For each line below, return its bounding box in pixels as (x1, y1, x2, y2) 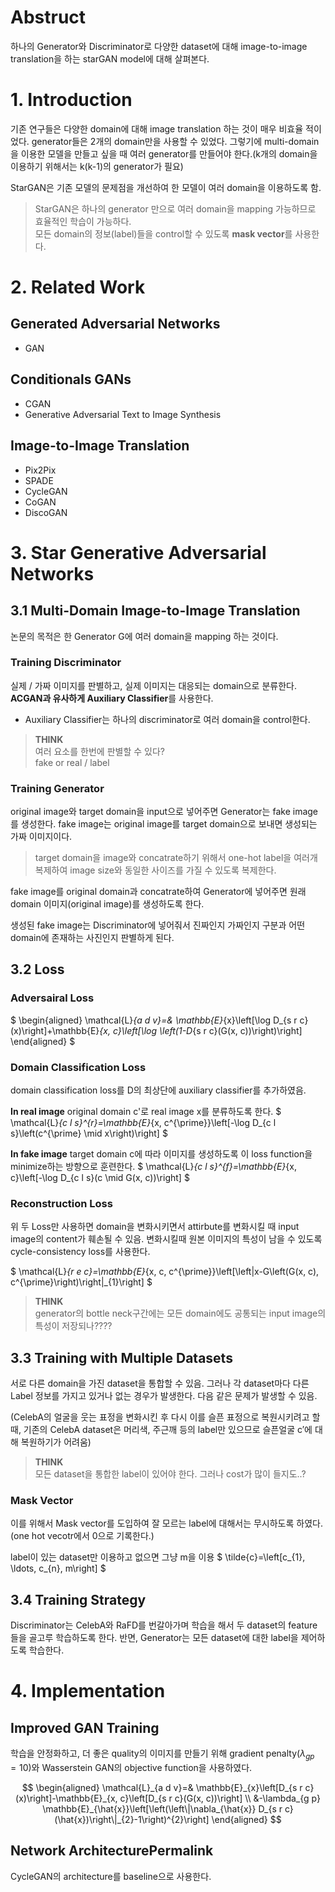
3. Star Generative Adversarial (10, 541, 267, 564)
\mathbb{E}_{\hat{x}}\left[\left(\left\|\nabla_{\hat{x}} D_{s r (42, 1803, 283, 1815)
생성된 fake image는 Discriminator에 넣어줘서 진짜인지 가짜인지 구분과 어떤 (10, 919, 306, 931)
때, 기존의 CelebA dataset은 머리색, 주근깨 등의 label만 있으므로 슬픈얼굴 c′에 (10, 1424, 313, 1436)
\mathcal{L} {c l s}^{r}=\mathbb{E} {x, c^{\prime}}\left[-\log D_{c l (10, 1117, 277, 1129)
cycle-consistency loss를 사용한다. (10, 1246, 151, 1258)
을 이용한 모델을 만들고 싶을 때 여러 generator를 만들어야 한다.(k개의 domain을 (10, 147, 318, 160)
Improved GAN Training (10, 1719, 160, 1736)
